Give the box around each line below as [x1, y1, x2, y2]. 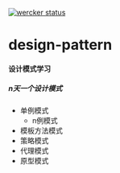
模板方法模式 [19, 126, 63, 135]
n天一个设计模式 [8, 84, 63, 93]
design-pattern [8, 36, 113, 54]
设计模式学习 [8, 64, 51, 73]
